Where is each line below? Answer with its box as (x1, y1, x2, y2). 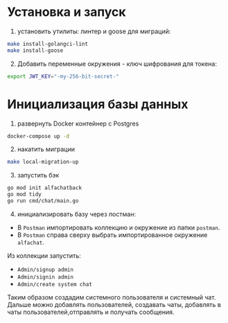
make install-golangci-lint (7, 40, 89, 47)
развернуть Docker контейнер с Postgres (17, 119, 139, 128)
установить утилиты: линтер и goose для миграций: (17, 27, 171, 35)
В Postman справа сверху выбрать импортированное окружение (17, 230, 208, 239)
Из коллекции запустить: (7, 251, 81, 260)
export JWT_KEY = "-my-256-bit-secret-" (7, 73, 119, 80)
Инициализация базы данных (7, 96, 188, 112)
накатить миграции (17, 145, 75, 153)
